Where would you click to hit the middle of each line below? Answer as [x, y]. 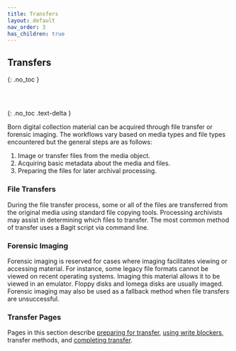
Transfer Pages [34, 317]
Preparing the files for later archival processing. [87, 171]
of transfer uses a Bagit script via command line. [78, 227]
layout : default [31, 21]
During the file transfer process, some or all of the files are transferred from [118, 205]
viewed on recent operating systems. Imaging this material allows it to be [114, 276]
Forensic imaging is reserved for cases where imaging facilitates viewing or [118, 261]
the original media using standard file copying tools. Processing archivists [115, 212]
